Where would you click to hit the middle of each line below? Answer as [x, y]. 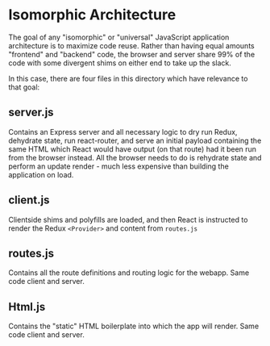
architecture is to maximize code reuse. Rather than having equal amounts [132, 45]
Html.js [27, 307]
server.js [31, 113]
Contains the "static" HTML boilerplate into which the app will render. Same [134, 326]
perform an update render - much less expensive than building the [119, 166]
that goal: [24, 87]
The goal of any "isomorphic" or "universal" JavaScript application [119, 37]
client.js [29, 200]
